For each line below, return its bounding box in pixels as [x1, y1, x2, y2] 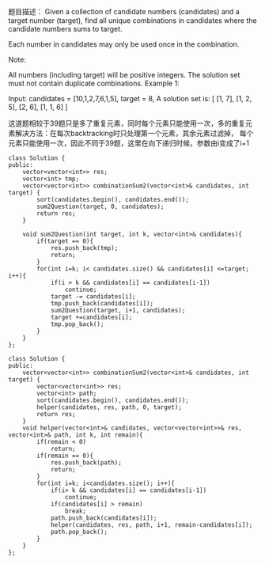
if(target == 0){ [36, 237, 93, 245]
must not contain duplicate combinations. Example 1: [8, 78, 180, 88]
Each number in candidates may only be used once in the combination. [8, 40, 240, 49]
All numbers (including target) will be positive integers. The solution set [8, 70, 240, 79]
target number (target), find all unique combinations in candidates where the [8, 16, 257, 25]
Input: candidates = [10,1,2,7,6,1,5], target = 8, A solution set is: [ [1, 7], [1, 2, [8, 94, 252, 103]
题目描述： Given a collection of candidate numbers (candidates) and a [8, 7, 240, 16]
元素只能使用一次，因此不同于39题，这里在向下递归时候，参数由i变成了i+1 [8, 138, 250, 148]
